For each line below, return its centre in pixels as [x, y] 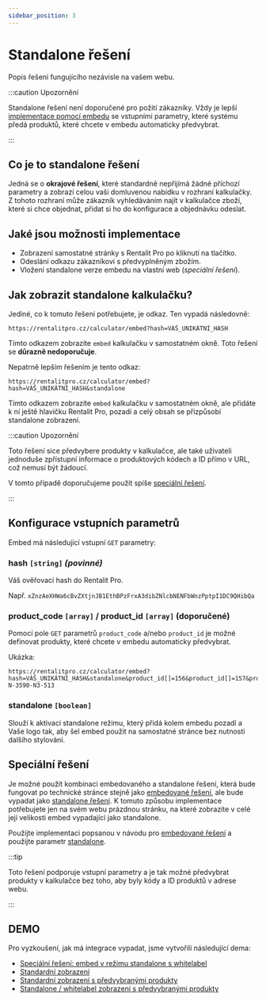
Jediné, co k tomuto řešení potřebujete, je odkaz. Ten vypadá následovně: [129, 314]
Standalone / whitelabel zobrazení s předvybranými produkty [119, 989]
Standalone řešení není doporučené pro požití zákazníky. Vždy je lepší [123, 107]
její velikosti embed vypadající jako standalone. [85, 817]
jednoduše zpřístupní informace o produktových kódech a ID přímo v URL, [129, 459]
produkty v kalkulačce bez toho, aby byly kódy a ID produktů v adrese [122, 880]
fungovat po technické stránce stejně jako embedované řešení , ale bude [126, 792]
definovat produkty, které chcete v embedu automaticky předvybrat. [120, 642]
